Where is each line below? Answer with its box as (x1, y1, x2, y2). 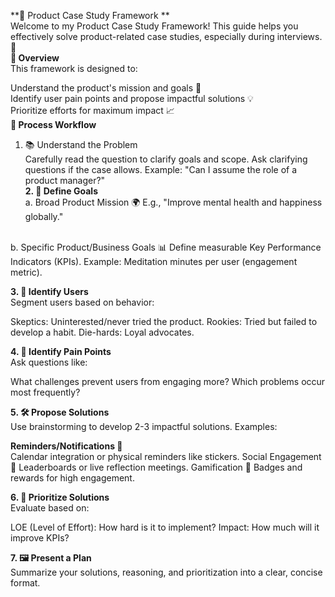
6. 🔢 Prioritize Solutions (10, 491, 110, 503)
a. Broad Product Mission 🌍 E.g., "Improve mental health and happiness (24, 196, 323, 208)
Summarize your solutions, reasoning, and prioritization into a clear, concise (10, 566, 323, 578)
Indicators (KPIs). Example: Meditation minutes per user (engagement (10, 256, 298, 267)
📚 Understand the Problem (24, 139, 138, 150)
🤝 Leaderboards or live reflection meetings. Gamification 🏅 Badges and (10, 461, 303, 473)
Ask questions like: (10, 356, 88, 368)
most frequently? (10, 386, 81, 398)
